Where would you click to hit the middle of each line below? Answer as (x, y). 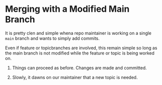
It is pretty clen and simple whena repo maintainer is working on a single (78, 33)
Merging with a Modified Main (67, 9)
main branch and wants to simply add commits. (52, 38)
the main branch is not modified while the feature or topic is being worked (80, 53)
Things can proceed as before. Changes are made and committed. (80, 68)
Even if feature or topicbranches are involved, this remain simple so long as (81, 48)
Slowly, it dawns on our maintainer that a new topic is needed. (75, 77)
